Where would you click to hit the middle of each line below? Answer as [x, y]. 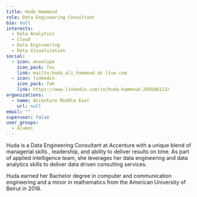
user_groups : [22, 123]
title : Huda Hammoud [32, 12]
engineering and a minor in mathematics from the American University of [96, 182]
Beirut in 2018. [24, 188]
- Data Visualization [39, 51]
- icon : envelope [33, 61]
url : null [29, 106]
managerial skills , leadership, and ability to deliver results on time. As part [98, 152]
